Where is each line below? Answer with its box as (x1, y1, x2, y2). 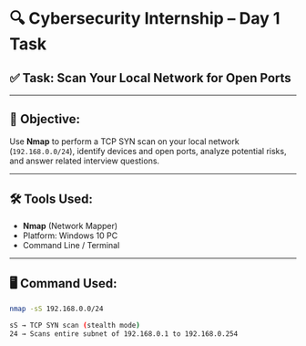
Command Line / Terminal (22, 239, 120, 250)
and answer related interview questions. (9, 155, 160, 166)
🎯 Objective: (9, 111, 80, 127)
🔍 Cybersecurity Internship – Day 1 (9, 8, 280, 29)
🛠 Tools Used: (9, 192, 94, 207)
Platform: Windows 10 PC (22, 230, 118, 241)
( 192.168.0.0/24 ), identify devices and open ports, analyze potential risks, (9, 145, 287, 156)
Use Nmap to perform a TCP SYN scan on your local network (9, 135, 240, 147)
